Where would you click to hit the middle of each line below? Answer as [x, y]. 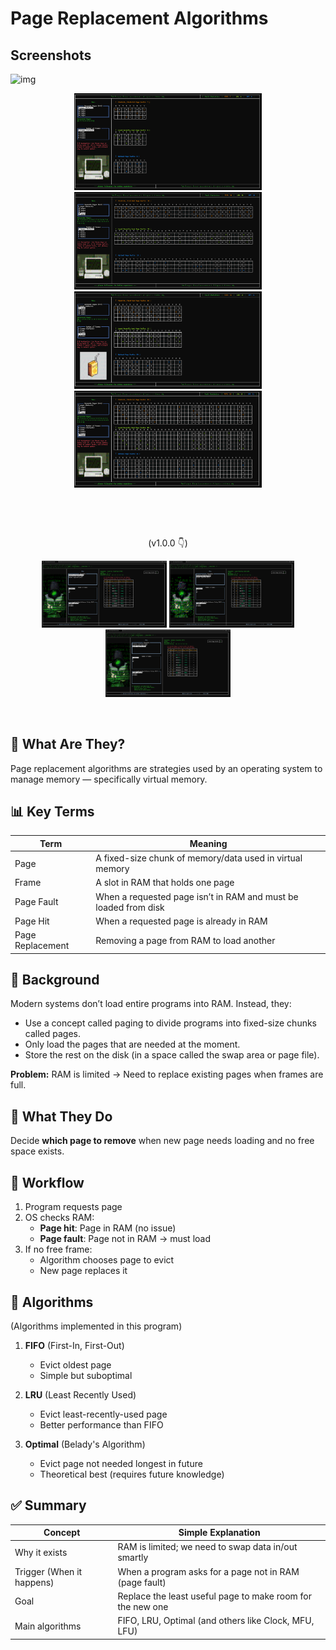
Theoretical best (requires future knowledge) [132, 1474]
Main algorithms [48, 1626]
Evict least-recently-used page [103, 1414]
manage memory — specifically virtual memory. [109, 779]
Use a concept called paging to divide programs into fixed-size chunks [171, 1023]
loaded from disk [130, 907]
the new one [143, 1606]
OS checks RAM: [59, 1218]
